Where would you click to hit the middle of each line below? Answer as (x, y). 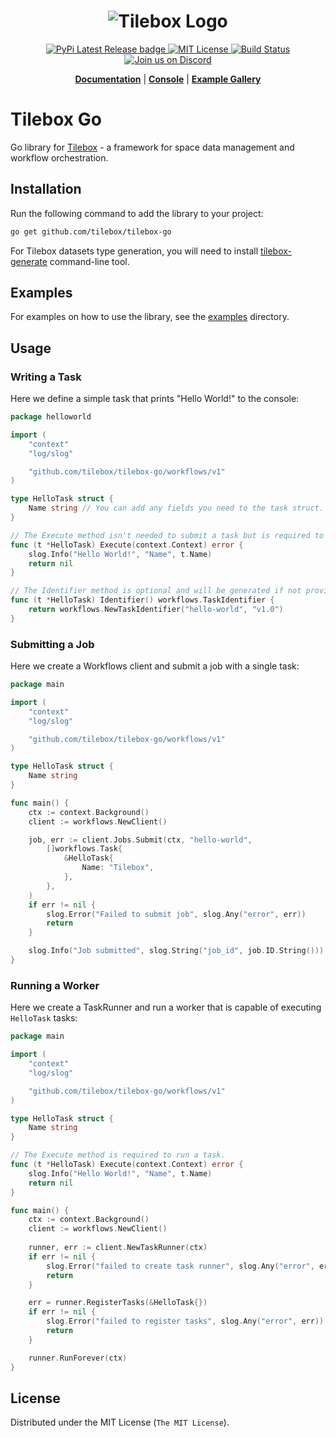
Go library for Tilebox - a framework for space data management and (152, 147)
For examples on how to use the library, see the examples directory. (150, 317)
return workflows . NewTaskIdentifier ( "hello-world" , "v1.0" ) (156, 610)
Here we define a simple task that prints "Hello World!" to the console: (155, 399)
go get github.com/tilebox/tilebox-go (91, 231)
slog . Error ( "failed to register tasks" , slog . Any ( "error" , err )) (185, 1321)
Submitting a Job (52, 644)
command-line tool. (89, 261)
